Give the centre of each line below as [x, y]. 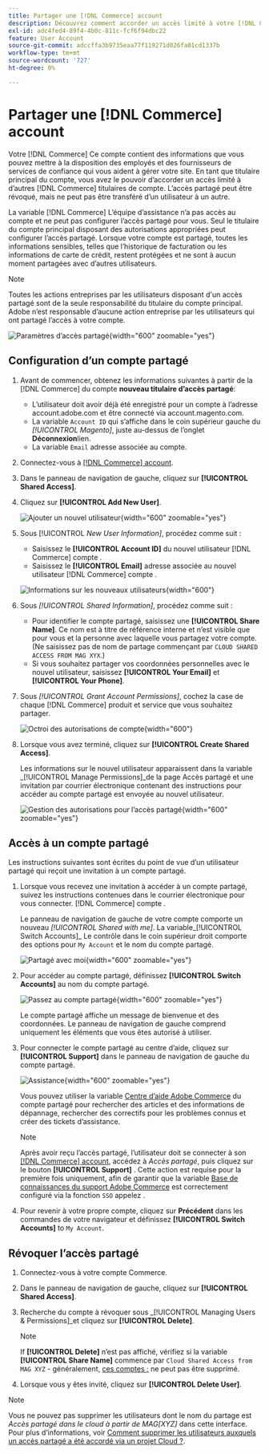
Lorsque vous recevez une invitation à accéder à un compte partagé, [134, 887]
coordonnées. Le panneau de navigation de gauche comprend [123, 1024]
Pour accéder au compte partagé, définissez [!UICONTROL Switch [130, 976]
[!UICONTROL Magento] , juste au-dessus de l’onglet [118, 429]
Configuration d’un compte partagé [98, 361]
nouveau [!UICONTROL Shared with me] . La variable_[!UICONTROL [131, 928]
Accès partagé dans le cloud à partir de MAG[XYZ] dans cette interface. [128, 1424]
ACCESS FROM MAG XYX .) [68, 655]
